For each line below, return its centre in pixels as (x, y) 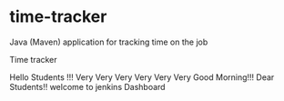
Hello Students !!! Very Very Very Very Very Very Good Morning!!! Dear (142, 77)
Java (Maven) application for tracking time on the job (109, 42)
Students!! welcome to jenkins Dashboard (87, 86)
